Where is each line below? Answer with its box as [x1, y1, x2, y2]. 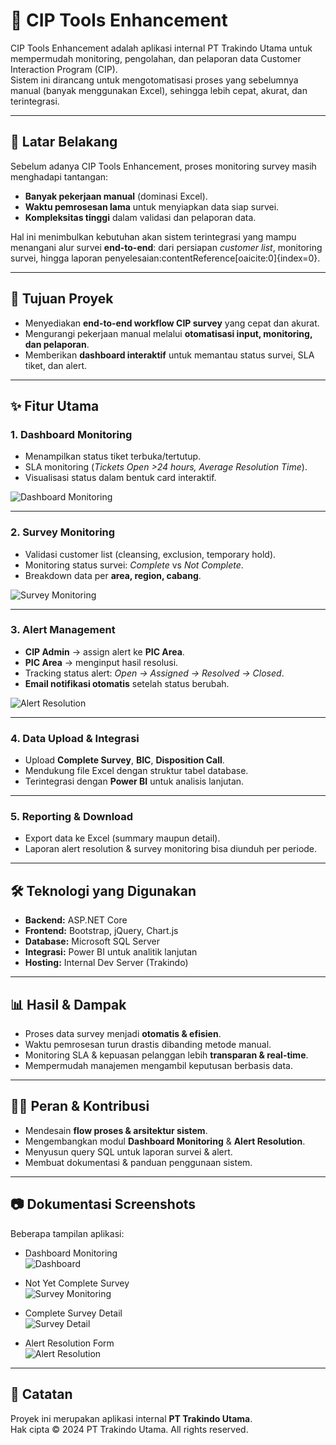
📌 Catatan [10, 1386, 73, 1403]
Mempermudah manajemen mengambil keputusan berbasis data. [24, 1060, 294, 1072]
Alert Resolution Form [24, 1337, 115, 1349]
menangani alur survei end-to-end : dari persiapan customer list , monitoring [10, 241, 323, 253]
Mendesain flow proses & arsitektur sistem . [24, 1124, 208, 1136]
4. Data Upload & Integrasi [10, 731, 140, 745]
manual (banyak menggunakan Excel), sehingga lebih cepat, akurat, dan [10, 84, 308, 96]
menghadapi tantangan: [10, 170, 109, 183]
